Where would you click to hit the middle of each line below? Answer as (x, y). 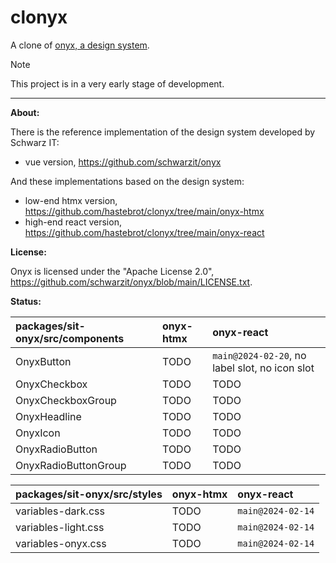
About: (25, 112)
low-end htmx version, (71, 200)
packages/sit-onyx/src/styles (89, 494)
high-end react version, (73, 222)
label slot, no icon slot (263, 368)
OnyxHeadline (48, 416)
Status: (26, 301)
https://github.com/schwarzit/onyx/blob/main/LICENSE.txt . (131, 282)
